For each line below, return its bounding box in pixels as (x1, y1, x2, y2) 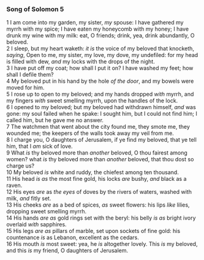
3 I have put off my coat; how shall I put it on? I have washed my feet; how (6, 64, 194, 72)
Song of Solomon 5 (6, 5, 64, 13)
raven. (6, 182, 23, 189)
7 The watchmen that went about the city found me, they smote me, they (6, 123, 190, 131)
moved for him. (6, 84, 45, 91)
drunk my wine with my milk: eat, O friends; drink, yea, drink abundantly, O (6, 32, 195, 39)
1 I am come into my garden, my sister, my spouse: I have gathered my (6, 19, 184, 26)
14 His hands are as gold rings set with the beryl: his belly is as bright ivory (6, 214, 196, 222)
